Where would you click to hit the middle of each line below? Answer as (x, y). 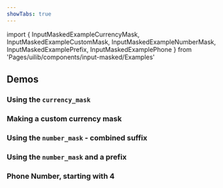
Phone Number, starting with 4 (61, 176)
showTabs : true (29, 14)
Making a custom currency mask (64, 118)
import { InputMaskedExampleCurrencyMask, (73, 34)
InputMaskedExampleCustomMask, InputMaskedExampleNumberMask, (111, 42)
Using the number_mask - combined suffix (77, 137)
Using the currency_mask (49, 99)
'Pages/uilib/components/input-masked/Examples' (81, 57)
